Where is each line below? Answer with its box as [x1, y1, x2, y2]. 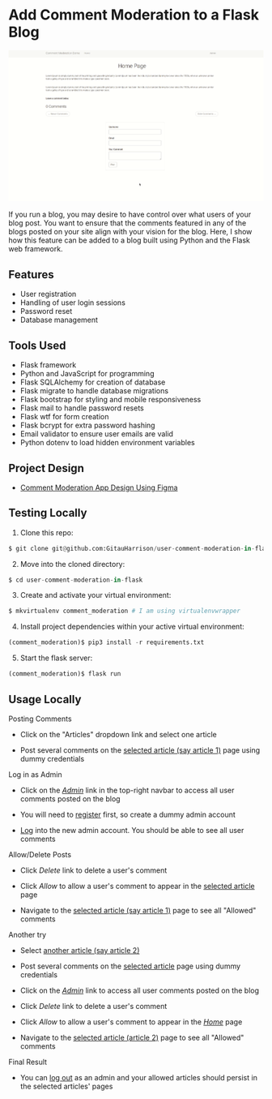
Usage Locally [8, 692, 82, 706]
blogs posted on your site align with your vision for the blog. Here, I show [8, 227, 253, 237]
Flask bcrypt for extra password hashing [19, 420, 155, 431]
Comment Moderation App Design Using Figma [19, 483, 178, 492]
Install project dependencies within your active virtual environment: [19, 622, 244, 632]
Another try [8, 929, 47, 939]
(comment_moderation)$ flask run [8, 670, 121, 678]
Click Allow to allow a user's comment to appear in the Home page [19, 1016, 243, 1027]
